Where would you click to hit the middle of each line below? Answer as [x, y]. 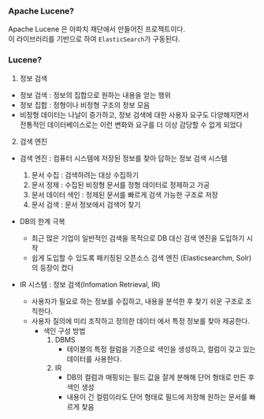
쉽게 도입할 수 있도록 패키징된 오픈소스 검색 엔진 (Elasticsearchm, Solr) [141, 257]
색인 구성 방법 [64, 331]
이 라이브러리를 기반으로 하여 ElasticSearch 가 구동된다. [94, 39]
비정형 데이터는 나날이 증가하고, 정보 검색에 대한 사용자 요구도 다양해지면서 [134, 114]
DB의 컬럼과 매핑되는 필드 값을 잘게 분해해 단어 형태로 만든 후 [160, 377]
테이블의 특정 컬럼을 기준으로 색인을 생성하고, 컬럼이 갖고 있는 [161, 349]
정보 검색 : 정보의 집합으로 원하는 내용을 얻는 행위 [95, 95]
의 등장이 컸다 [52, 267]
